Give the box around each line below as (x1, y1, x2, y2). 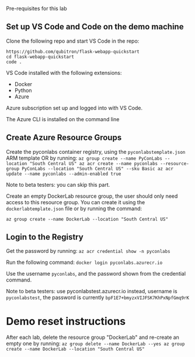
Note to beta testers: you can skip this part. (6, 181, 110, 188)
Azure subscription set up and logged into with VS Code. (6, 104, 143, 111)
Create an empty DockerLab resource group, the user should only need (6, 193, 178, 200)
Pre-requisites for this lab (6, 5, 67, 12)
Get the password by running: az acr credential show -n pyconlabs (6, 248, 170, 255)
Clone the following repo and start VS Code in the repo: (6, 37, 140, 44)
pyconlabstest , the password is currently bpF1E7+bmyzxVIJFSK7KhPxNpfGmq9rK (6, 294, 190, 301)
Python (14, 87, 32, 94)
